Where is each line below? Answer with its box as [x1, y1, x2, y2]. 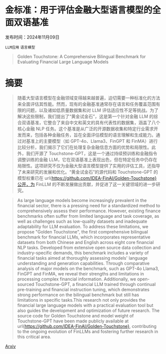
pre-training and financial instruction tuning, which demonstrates [17, 286, 150, 292]
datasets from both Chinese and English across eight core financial [17, 239, 154, 245]
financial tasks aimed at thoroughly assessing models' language [17, 255, 148, 261]
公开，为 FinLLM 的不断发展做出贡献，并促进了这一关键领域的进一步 [17, 181, 157, 187]
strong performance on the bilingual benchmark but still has [17, 292, 139, 298]
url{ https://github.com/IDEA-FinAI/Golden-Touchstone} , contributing [17, 323, 157, 329]
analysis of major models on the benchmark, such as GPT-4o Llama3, [17, 265, 160, 272]
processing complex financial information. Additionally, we [17, 276, 136, 282]
